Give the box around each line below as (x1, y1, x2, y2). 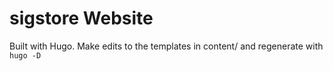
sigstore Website (9, 7, 154, 30)
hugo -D (9, 50, 42, 61)
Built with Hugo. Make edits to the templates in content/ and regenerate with (9, 40, 324, 52)
